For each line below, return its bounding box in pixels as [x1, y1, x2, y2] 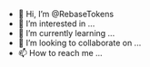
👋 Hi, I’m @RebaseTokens [17, 9, 115, 19]
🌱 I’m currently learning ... [17, 28, 115, 38]
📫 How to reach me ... [17, 48, 103, 58]
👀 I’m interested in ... [17, 18, 95, 29]
